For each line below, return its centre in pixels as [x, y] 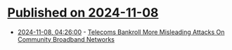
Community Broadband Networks [66, 39]
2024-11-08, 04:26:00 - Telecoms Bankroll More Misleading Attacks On [121, 32]
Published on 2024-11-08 [83, 13]
